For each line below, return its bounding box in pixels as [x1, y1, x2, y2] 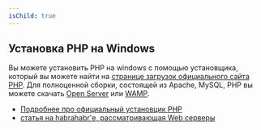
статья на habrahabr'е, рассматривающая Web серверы [19, 113, 216, 123]
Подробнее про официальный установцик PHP [19, 104, 182, 114]
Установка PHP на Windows [8, 42, 156, 56]
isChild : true [8, 11, 57, 20]
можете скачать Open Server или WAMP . [8, 89, 150, 99]
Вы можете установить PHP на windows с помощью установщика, [8, 63, 239, 73]
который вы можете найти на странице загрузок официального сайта [8, 72, 250, 82]
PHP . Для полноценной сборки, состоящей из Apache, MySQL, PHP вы [8, 80, 253, 90]
